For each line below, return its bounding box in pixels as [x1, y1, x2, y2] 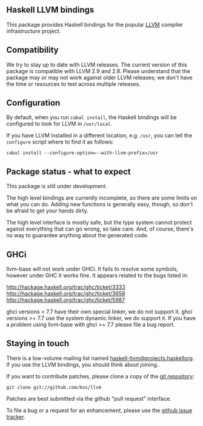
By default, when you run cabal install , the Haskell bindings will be [6, 114, 177, 121]
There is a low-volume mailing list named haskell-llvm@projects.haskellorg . [6, 354, 195, 362]
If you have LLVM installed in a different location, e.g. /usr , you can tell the [6, 132, 193, 139]
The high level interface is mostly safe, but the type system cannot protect [6, 219, 192, 226]
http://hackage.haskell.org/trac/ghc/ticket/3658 [6, 290, 125, 297]
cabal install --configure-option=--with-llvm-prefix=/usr [6, 150, 159, 156]
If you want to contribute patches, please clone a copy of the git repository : [6, 372, 195, 380]
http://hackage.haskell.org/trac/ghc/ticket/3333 [6, 284, 125, 291]
